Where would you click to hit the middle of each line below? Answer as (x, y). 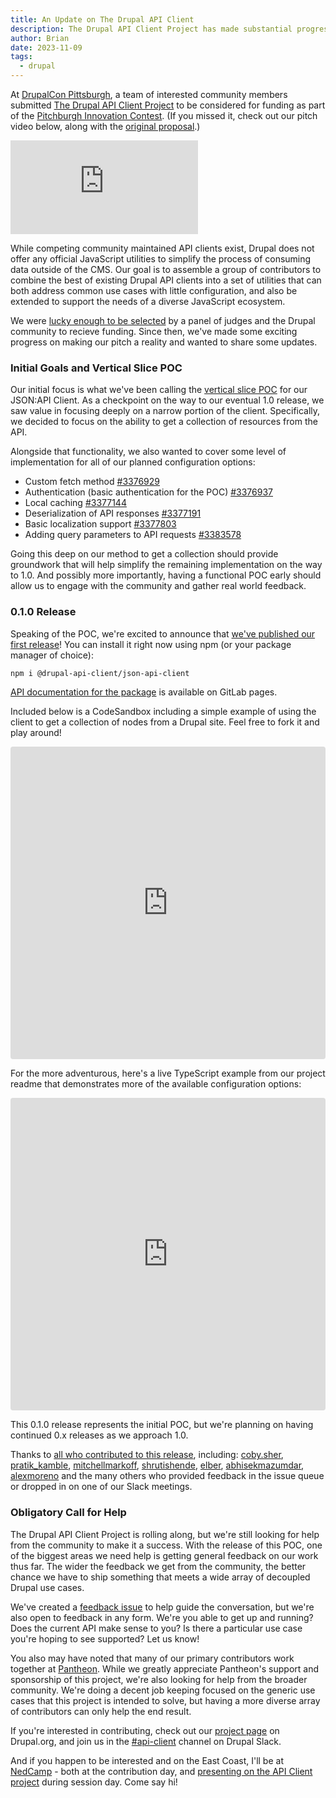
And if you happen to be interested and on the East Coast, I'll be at (147, 1760)
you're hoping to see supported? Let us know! (105, 1638)
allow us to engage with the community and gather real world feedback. (158, 586)
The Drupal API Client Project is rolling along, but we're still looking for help (165, 1534)
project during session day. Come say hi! (94, 1782)
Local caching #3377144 (75, 503)
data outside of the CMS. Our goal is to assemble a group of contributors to (166, 269)
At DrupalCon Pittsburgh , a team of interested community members (149, 94)
